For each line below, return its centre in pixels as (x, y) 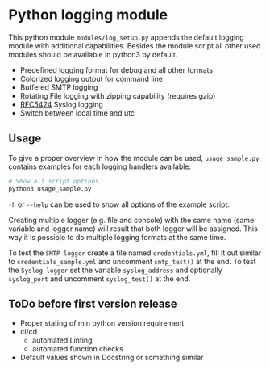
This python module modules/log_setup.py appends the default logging (126, 37)
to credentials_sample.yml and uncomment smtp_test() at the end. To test (132, 261)
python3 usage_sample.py (50, 189)
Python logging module (88, 15)
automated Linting (62, 340)
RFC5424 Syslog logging (61, 104)
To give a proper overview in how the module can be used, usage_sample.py (134, 158)
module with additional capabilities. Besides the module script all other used (135, 45)
